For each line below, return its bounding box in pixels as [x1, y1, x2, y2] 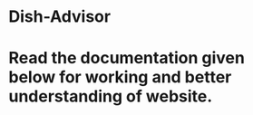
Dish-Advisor [8, 6, 111, 27]
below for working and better [8, 67, 232, 88]
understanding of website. [8, 86, 213, 107]
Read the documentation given [8, 48, 246, 69]
